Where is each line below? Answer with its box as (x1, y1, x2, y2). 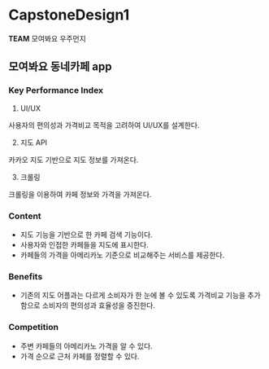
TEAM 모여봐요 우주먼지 (8, 33, 87, 43)
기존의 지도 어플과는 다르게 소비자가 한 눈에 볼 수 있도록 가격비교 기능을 (20, 291, 246, 301)
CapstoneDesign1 (8, 6, 130, 24)
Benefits (8, 270, 43, 282)
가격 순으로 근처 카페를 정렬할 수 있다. (20, 351, 140, 361)
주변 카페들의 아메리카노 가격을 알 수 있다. (20, 340, 153, 351)
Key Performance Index (8, 85, 104, 96)
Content (8, 210, 42, 222)
